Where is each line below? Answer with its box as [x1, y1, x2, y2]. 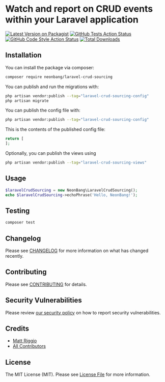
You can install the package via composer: [5, 64, 94, 70]
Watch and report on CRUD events [5, 3, 153, 15]
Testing [5, 206, 30, 215]
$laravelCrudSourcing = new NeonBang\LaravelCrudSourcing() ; [5, 187, 138, 193]
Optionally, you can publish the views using [5, 150, 96, 156]
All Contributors [12, 343, 46, 349]
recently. [5, 253, 24, 259]
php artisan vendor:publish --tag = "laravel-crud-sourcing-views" [5, 160, 147, 165]
